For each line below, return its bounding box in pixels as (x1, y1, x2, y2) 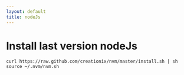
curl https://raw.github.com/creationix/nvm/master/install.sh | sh (6, 59, 178, 64)
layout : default (6, 8, 46, 15)
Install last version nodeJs (6, 39, 137, 53)
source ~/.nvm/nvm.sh (6, 64, 60, 70)
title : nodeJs (6, 14, 41, 20)
